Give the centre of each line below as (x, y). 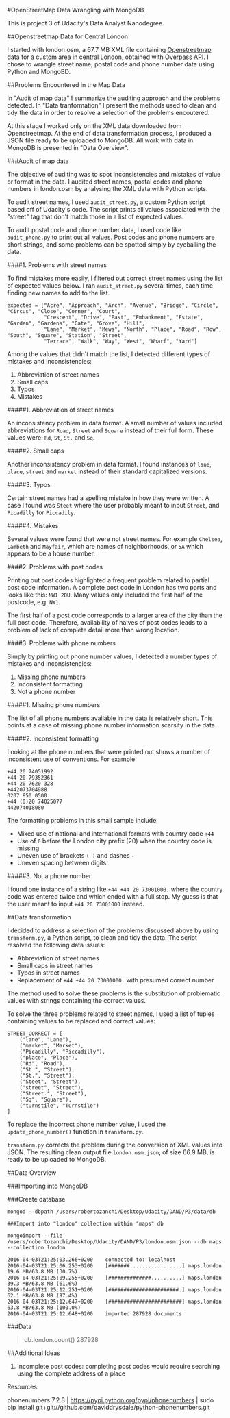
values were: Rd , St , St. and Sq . (51, 437)
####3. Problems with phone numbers (62, 643)
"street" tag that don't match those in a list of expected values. (95, 216)
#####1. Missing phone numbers (54, 705)
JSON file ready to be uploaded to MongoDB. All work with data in (100, 140)
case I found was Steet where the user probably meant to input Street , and (113, 505)
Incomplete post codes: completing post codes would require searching (118, 1366)
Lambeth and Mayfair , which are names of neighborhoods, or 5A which (105, 546)
